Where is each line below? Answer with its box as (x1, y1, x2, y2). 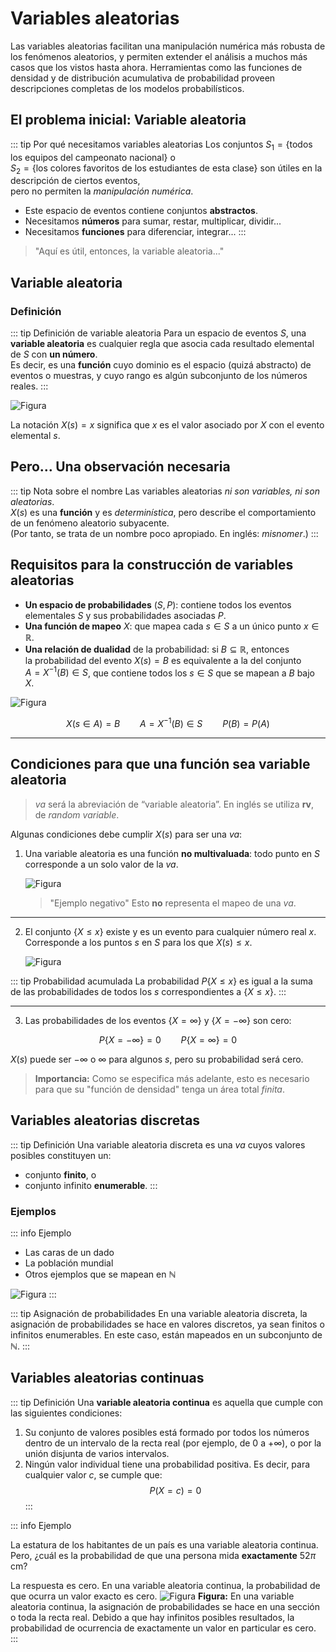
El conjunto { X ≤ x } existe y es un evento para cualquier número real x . (24, 925, 317, 937)
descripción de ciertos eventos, (10, 175, 141, 187)
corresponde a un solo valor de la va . (24, 858, 179, 870)
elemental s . (10, 430, 61, 442)
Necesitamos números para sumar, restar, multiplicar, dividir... (24, 215, 282, 227)
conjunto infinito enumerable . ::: (24, 1179, 158, 1191)
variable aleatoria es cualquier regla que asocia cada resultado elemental (10, 338, 315, 350)
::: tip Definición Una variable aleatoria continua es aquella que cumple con (10, 1396, 324, 1408)
